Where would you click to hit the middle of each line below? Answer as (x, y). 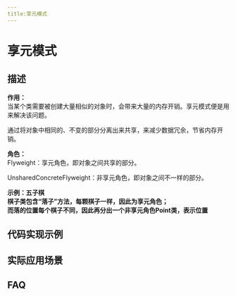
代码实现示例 (35, 234)
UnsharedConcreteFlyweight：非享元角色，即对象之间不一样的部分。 (107, 178)
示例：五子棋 (26, 192)
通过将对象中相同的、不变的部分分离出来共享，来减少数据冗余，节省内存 (112, 130)
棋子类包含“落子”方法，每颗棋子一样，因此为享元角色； (88, 201)
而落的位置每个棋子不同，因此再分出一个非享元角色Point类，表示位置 (108, 210)
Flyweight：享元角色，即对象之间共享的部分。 (74, 162)
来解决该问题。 (29, 115)
